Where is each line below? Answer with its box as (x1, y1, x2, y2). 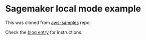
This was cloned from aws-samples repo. (5, 19, 91, 25)
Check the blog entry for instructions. (5, 29, 83, 35)
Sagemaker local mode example (5, 3, 141, 14)
